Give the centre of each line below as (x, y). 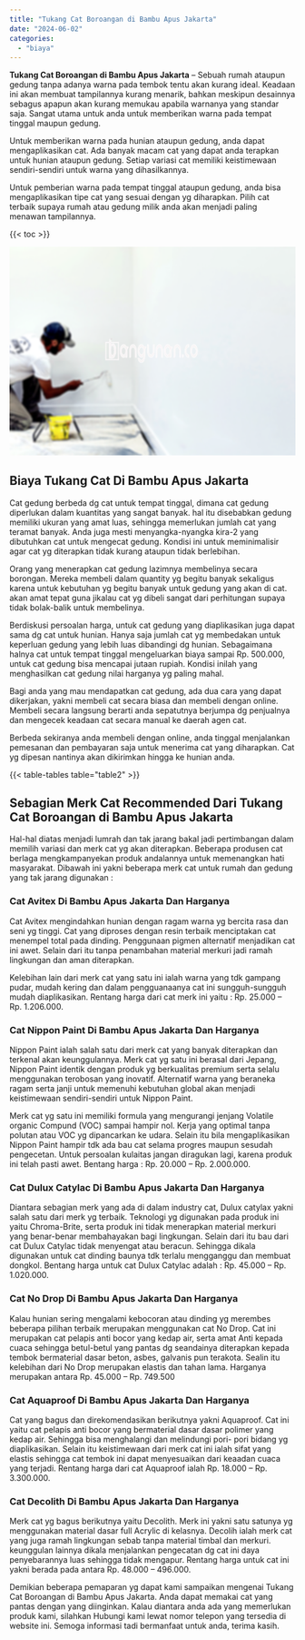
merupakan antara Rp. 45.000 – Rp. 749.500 (92, 1376)
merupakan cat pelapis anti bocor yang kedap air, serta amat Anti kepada (146, 1338)
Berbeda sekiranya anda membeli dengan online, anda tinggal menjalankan (150, 738)
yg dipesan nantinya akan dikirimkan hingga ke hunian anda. (123, 757)
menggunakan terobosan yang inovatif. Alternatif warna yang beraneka (143, 1079)
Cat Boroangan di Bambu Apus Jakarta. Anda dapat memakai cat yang (141, 1597)
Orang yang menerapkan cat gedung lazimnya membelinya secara (134, 568)
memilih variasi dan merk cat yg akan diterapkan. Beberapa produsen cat (146, 849)
